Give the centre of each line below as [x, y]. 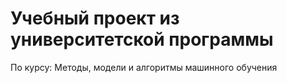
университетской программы [142, 39]
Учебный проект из [95, 18]
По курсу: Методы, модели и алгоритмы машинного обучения [144, 67]
